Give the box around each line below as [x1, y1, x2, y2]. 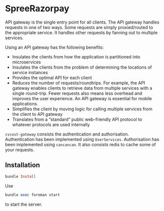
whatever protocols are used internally [12, 121, 90, 128]
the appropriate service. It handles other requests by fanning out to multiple [5, 29, 158, 35]
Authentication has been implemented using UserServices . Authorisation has [5, 136, 160, 142]
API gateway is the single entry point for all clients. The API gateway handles [5, 19, 160, 25]
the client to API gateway [12, 111, 63, 117]
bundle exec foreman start [5, 192, 60, 197]
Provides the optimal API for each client [12, 75, 92, 80]
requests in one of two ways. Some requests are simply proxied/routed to [5, 24, 153, 30]
